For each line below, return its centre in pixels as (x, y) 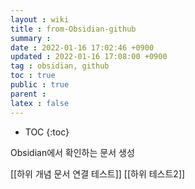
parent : (28, 94)
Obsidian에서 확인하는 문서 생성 (72, 152)
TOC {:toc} (47, 132)
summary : (31, 38)
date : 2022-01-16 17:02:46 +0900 (82, 47)
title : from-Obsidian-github (73, 29)
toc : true (33, 76)
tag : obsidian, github (60, 66)
